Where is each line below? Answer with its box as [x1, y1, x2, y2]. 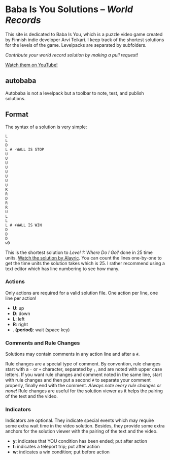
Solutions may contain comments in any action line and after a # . [5, 351, 140, 357]
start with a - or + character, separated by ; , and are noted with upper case [5, 366, 162, 372]
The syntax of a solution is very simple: [5, 124, 87, 130]
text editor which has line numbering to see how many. [5, 266, 120, 272]
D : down [12, 310, 30, 317]
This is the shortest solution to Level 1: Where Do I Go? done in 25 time [5, 249, 153, 255]
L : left [12, 315, 25, 322]
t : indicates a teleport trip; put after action [12, 444, 100, 450]
